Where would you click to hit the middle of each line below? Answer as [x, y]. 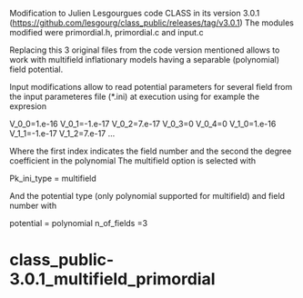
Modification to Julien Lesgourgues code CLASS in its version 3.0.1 [135, 13]
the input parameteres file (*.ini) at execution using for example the [135, 96]
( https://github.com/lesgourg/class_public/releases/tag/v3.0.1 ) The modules [151, 23]
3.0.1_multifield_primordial [112, 279]
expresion [28, 106]
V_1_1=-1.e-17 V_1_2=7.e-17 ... [62, 134]
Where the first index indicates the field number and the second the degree [151, 151]
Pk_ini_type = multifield [53, 178]
